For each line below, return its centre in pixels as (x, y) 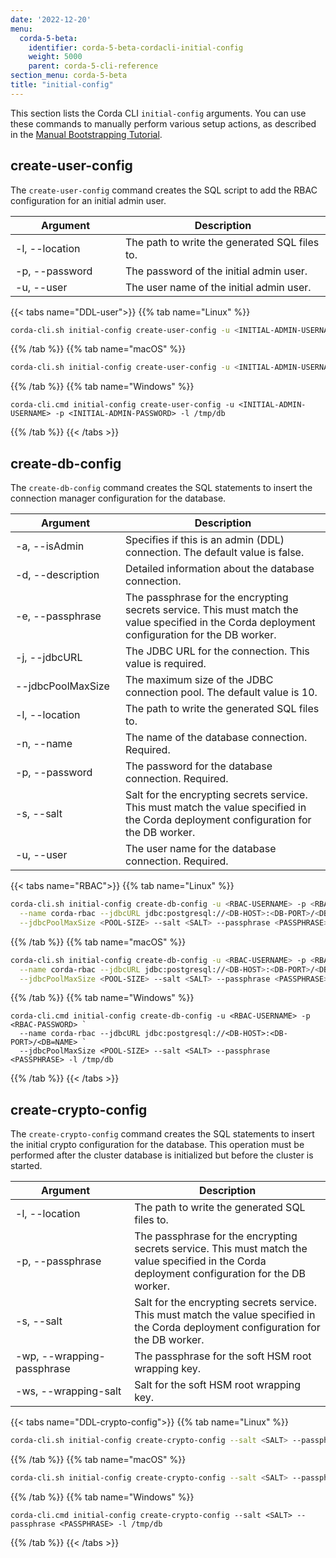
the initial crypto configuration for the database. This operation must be (157, 1145)
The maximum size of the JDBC (199, 680)
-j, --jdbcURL (49, 658)
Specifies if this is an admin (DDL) (205, 540)
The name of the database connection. (216, 738)
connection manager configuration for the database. (118, 498)
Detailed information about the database (220, 569)
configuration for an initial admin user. (88, 200)
